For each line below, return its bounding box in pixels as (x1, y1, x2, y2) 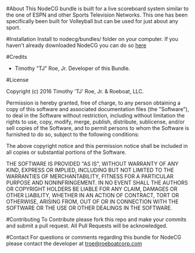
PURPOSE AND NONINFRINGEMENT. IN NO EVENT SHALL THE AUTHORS (6, 179, 188, 186)
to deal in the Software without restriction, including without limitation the (6, 112, 185, 119)
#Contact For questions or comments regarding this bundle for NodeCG (6, 234, 182, 241)
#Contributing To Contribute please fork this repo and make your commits (6, 216, 187, 223)
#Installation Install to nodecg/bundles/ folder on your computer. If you (6, 36, 179, 42)
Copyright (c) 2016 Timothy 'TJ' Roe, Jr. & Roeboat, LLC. (6, 88, 144, 94)
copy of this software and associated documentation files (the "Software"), (6, 106, 190, 112)
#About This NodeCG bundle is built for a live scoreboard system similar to (6, 5, 189, 12)
